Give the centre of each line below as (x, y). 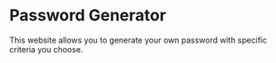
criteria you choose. (46, 49)
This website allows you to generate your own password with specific (138, 40)
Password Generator (88, 16)
